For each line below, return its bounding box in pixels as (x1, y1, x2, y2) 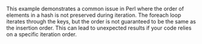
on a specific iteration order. (6, 31, 77, 38)
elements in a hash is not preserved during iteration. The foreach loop (6, 11, 181, 19)
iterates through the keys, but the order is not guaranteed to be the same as (6, 18, 197, 25)
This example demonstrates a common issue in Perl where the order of (6, 5, 184, 12)
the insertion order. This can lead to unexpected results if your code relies (6, 24, 192, 31)
